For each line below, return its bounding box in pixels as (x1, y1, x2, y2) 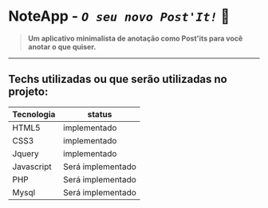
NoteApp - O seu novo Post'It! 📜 (8, 7, 231, 26)
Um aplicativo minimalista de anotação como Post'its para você (27, 33, 243, 43)
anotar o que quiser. (27, 41, 97, 51)
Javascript (12, 161, 52, 172)
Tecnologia (12, 108, 56, 120)
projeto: (8, 85, 49, 99)
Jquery (12, 147, 39, 159)
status (87, 108, 112, 120)
